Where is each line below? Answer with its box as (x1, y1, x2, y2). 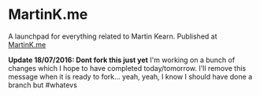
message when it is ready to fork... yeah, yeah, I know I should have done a (8, 72, 253, 81)
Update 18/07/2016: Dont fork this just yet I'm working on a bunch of (8, 55, 236, 65)
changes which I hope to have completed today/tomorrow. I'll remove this (8, 63, 247, 72)
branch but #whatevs (8, 80, 77, 90)
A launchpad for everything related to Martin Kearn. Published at (8, 31, 217, 41)
